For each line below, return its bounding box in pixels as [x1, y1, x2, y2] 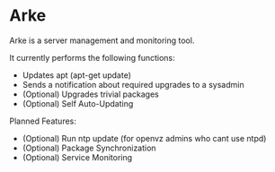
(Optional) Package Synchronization [22, 142, 156, 153]
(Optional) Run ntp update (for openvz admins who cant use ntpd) [22, 133, 267, 143]
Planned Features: [9, 116, 76, 126]
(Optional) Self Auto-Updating [22, 98, 134, 108]
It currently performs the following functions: [9, 52, 175, 63]
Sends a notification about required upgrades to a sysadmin [22, 79, 244, 90]
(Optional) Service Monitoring [22, 151, 133, 162]
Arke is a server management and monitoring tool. [9, 35, 195, 46]
